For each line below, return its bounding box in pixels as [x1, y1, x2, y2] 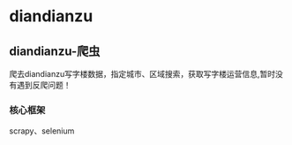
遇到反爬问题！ [16, 80, 71, 90]
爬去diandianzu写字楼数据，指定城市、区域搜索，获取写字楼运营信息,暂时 [9, 69, 276, 79]
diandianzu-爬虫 [9, 43, 101, 58]
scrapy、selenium [9, 126, 75, 136]
